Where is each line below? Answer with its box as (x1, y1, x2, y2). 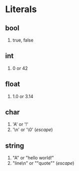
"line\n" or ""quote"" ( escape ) (12, 160, 74, 166)
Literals (5, 4, 37, 15)
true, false (12, 37, 33, 43)
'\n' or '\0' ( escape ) (12, 126, 53, 133)
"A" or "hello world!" (12, 155, 54, 161)
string (5, 141, 24, 150)
